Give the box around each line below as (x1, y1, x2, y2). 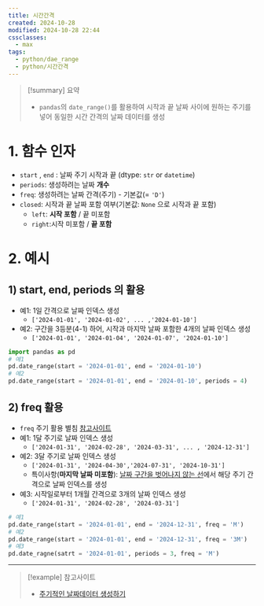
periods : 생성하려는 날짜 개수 (19, 179, 110, 189)
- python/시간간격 (15, 63, 69, 71)
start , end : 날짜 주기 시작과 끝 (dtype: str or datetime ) (19, 170, 196, 179)
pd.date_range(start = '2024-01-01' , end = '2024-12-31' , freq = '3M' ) (8, 535, 247, 543)
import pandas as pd (8, 348, 76, 356)
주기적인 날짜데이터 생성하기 (38, 589, 126, 599)
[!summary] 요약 (27, 85, 80, 94)
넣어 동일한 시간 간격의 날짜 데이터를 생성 (38, 112, 166, 121)
